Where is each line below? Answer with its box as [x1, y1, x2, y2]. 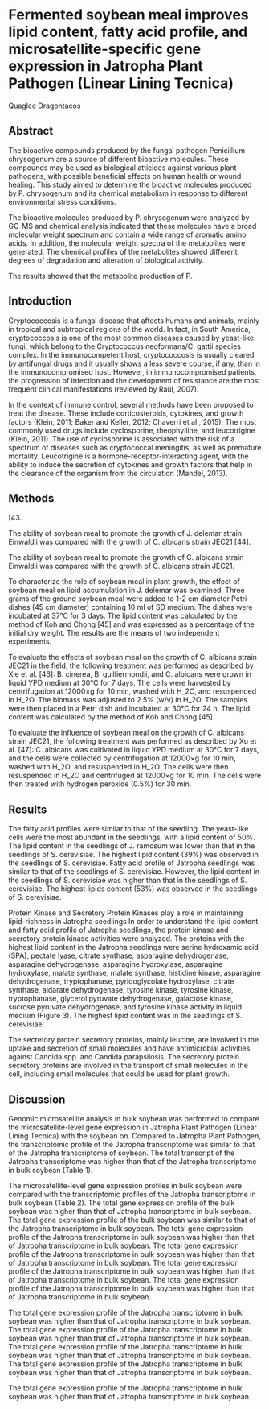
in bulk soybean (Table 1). [8, 1166, 93, 1175]
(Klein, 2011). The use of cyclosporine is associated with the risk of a [8, 433, 235, 444]
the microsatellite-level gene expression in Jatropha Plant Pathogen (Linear [8, 1122, 257, 1132]
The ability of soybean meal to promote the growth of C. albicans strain [8, 553, 244, 562]
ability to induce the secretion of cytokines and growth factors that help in [8, 459, 253, 469]
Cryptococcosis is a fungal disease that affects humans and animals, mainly [8, 316, 259, 325]
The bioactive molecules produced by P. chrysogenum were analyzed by [8, 212, 250, 222]
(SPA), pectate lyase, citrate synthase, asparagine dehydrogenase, [8, 951, 229, 960]
